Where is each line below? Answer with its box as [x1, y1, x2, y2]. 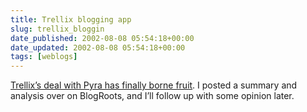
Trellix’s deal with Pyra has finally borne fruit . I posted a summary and [10, 79, 298, 91]
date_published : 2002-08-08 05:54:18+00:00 [10, 33, 195, 43]
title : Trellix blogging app [10, 14, 132, 25]
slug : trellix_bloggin [10, 24, 105, 34]
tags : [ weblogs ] [10, 52, 78, 62]
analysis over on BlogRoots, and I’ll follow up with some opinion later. [10, 90, 295, 102]
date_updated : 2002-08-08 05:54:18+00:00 [10, 42, 186, 53]
